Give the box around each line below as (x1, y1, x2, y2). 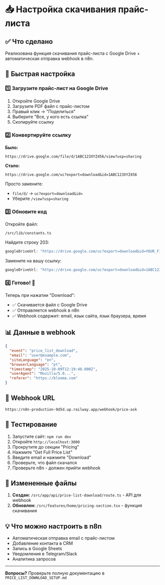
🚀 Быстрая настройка (5, 70, 75, 78)
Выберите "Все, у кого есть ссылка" (12, 114, 89, 120)
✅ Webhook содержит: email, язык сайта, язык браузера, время (12, 313, 146, 319)
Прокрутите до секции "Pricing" (12, 444, 80, 450)
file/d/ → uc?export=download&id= (12, 190, 83, 196)
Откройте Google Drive (12, 98, 60, 104)
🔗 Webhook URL (5, 394, 55, 402)
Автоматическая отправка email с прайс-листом (12, 535, 115, 541)
